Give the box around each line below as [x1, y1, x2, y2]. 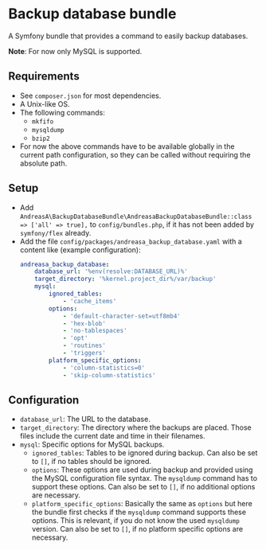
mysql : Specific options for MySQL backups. [19, 439, 165, 450]
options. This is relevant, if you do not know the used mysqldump [31, 516, 241, 525]
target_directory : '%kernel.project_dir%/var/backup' [34, 275, 217, 283]
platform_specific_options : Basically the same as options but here [31, 499, 252, 509]
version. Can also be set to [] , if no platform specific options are [31, 525, 244, 534]
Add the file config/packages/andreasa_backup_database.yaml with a [19, 236, 243, 246]
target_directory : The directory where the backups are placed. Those [19, 423, 252, 432]
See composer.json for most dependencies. [19, 91, 162, 100]
